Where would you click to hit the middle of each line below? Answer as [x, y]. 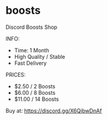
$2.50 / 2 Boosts [35, 86]
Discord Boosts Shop [32, 27]
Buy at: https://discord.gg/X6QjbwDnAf [54, 110]
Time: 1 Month [32, 50]
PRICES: [16, 74]
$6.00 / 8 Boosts [35, 92]
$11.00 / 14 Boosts [36, 99]
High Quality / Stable [40, 56]
